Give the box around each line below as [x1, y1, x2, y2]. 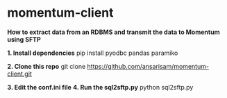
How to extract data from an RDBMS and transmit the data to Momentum [7, 28, 220, 36]
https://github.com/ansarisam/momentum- [87, 62, 210, 70]
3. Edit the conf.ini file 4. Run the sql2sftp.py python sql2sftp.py [7, 83, 194, 91]
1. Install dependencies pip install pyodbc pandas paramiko [7, 49, 178, 57]
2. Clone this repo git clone [7, 62, 86, 70]
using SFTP [7, 35, 42, 43]
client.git [7, 70, 33, 78]
